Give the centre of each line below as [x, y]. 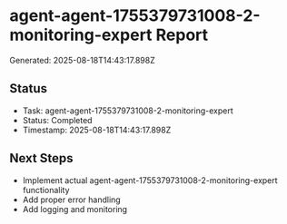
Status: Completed [57, 120]
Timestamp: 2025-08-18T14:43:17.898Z [97, 130]
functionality [46, 190]
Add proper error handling [71, 200]
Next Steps [41, 158]
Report [182, 35]
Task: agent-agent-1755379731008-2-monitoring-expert [128, 111]
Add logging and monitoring [75, 209]
